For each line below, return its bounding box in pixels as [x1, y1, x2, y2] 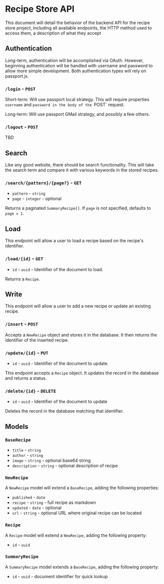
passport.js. [5, 73, 29, 79]
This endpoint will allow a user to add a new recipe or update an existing [5, 303, 151, 309]
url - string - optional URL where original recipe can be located [12, 510, 142, 516]
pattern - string [12, 191, 46, 196]
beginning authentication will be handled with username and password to [5, 62, 153, 68]
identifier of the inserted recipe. [5, 337, 69, 343]
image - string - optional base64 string [12, 457, 91, 463]
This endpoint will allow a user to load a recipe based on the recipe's [5, 238, 143, 244]
